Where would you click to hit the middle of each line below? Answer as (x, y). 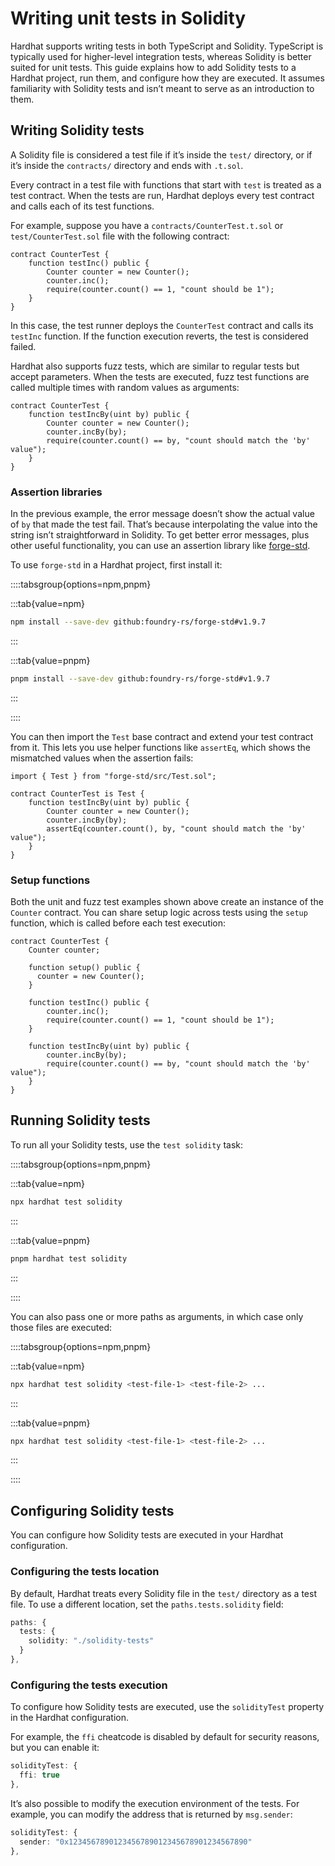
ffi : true (39, 1775)
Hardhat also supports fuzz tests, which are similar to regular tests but (155, 366)
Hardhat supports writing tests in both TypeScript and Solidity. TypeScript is (167, 46)
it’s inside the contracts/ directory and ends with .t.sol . (127, 165)
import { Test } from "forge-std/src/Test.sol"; (113, 776)
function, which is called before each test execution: (118, 923)
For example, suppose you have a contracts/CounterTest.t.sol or (147, 225)
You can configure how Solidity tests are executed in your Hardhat (147, 1535)
